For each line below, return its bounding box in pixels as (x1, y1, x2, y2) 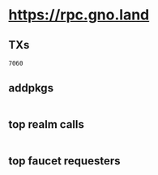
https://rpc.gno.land (8, 6, 150, 24)
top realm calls (8, 117, 85, 131)
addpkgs (8, 81, 54, 95)
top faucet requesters (8, 154, 121, 168)
